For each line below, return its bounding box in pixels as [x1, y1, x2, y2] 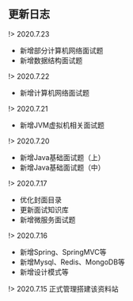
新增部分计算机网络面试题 [19, 45, 104, 55]
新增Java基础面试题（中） [19, 162, 105, 172]
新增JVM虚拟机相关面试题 [19, 120, 105, 130]
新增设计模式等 [19, 267, 69, 276]
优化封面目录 [19, 194, 62, 205]
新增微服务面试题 [19, 214, 76, 225]
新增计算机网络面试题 [19, 88, 89, 97]
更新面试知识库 [19, 205, 69, 214]
